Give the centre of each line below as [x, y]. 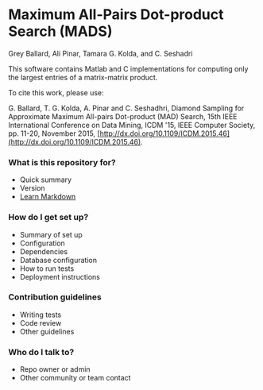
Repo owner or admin [55, 369]
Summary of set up [51, 234]
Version [32, 188]
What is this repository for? [62, 162]
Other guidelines [47, 331]
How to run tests [47, 268]
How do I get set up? [48, 218]
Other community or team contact [75, 378]
